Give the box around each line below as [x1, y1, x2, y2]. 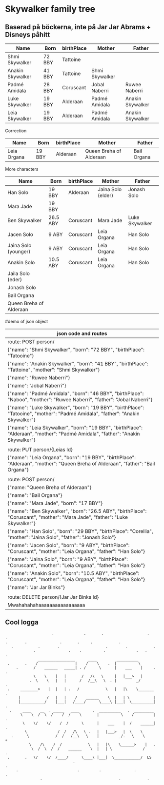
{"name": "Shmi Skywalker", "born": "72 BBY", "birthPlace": [7, 346, 145, 353]
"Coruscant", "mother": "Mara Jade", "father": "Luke [7, 514, 128, 520]
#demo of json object [5, 318, 48, 324]
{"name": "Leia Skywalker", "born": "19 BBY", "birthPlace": [7, 424, 143, 431]
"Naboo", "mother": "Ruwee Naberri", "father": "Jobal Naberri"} [7, 396, 153, 403]
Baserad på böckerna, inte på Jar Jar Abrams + [5, 23, 151, 31]
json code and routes [57, 330, 107, 337]
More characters [5, 166, 39, 172]
